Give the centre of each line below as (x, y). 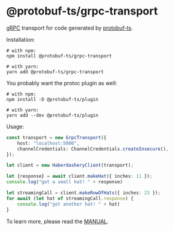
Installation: (21, 39)
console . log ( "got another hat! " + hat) (69, 204)
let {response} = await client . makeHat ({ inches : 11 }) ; (79, 177)
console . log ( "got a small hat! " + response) (64, 182)
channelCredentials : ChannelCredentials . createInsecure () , (93, 149)
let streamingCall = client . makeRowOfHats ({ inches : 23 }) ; (84, 193)
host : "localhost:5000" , (48, 143)
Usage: (15, 126)
